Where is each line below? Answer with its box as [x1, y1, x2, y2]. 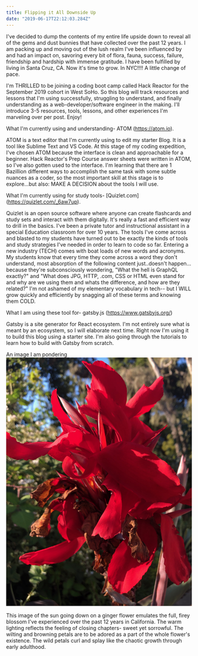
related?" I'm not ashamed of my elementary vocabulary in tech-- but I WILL [6, 285, 192, 292]
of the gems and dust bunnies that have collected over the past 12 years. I [6, 39, 186, 46]
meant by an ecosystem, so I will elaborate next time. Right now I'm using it [6, 327, 189, 334]
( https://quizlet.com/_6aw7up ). [6, 198, 81, 205]
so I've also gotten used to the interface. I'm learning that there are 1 [6, 161, 172, 169]
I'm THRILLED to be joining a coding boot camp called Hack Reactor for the [6, 82, 189, 89]
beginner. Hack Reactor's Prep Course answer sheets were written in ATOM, [6, 155, 192, 162]
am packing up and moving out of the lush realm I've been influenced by [6, 45, 182, 53]
